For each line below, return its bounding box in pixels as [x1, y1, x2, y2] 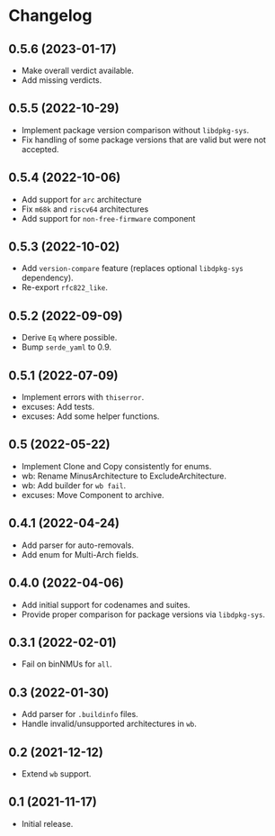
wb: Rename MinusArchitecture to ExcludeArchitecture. [21, 470, 226, 481]
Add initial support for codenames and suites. [21, 599, 191, 610]
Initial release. [21, 818, 74, 829]
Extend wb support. [21, 768, 92, 779]
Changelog [8, 5, 93, 26]
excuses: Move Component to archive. [21, 489, 164, 500]
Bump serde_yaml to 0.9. [21, 341, 112, 352]
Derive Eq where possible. [21, 332, 118, 343]
